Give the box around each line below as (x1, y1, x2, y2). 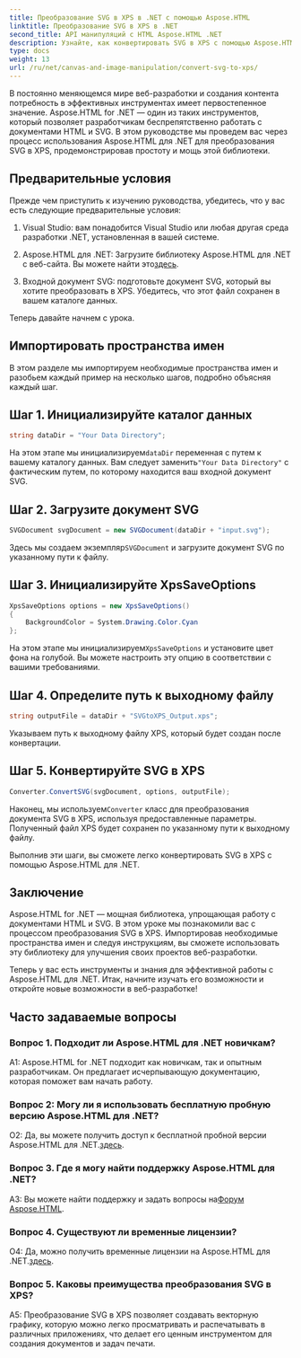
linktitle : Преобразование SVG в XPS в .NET (9, 22, 178, 31)
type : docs (9, 47, 50, 56)
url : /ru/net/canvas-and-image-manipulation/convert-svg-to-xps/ (9, 64, 258, 73)
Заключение (9, 885, 84, 900)
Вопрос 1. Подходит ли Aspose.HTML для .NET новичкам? (9, 1036, 276, 1049)
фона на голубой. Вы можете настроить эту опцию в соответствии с (9, 652, 271, 663)
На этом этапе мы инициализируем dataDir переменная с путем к (9, 447, 262, 458)
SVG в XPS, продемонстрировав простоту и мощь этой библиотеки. (9, 145, 271, 155)
